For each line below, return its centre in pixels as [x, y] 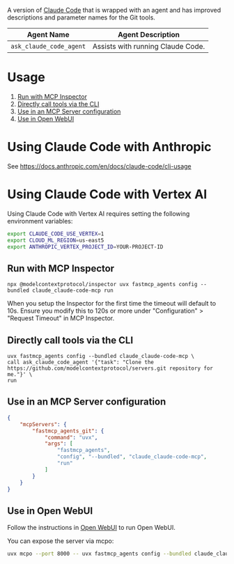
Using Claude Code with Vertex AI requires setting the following [99, 213]
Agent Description [148, 34]
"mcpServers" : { [44, 424]
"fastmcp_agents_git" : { [68, 431]
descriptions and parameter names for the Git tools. [81, 17]
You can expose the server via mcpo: [61, 541]
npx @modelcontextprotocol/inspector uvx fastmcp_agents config [102, 285]
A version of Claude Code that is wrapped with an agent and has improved [114, 10]
